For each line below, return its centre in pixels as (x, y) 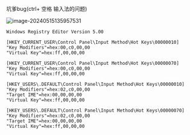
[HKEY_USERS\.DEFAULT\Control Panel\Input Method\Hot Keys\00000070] (96, 110)
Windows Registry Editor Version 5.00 (55, 32)
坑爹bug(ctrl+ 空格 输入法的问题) (47, 9)
